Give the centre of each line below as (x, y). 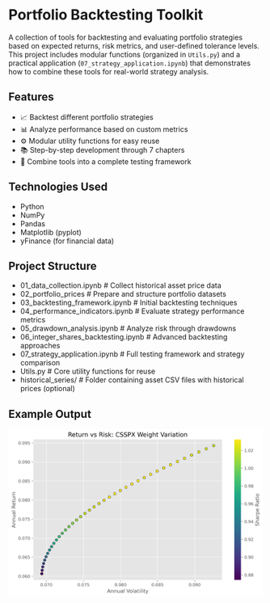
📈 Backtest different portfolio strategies (86, 117)
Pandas (33, 223)
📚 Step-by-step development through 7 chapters (102, 150)
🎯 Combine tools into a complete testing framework (105, 161)
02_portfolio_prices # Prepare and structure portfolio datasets (123, 294)
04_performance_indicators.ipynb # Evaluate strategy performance (132, 311)
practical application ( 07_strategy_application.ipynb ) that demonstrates (130, 63)
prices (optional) (47, 389)
